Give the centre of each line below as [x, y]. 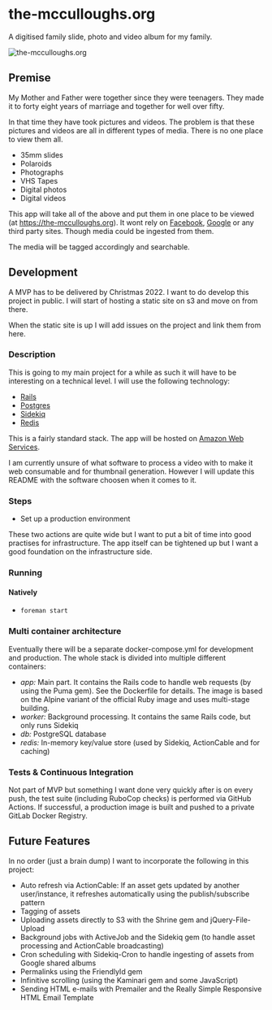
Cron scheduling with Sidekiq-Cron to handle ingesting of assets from [137, 954]
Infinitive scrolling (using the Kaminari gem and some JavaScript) [129, 980]
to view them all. [36, 139]
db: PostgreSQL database [63, 734]
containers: [27, 666]
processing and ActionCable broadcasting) [92, 945]
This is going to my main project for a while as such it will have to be [123, 372]
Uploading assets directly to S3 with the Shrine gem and [114, 920]
